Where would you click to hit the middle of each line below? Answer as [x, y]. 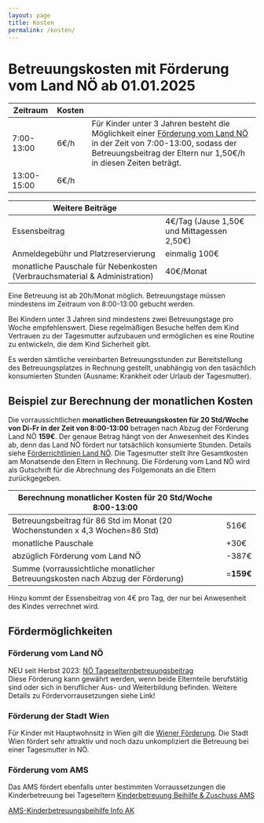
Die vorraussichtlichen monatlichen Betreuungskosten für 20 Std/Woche [128, 420]
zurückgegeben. [35, 478]
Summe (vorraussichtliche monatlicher [84, 569]
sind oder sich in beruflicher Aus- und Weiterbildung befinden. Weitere [123, 687]
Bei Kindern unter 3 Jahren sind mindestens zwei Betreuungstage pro [121, 320]
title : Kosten [31, 23]
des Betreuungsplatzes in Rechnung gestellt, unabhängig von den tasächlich [132, 368]
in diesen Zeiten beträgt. [137, 163]
